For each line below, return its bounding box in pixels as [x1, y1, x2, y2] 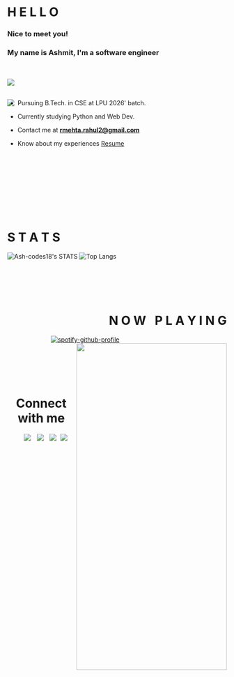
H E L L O [7, 4, 59, 20]
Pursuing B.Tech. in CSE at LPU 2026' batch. [17, 99, 146, 107]
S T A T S [7, 229, 61, 245]
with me [17, 411, 65, 426]
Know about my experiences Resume [17, 139, 125, 148]
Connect [15, 395, 68, 411]
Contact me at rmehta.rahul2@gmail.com [17, 126, 140, 135]
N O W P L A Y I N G [109, 312, 227, 328]
